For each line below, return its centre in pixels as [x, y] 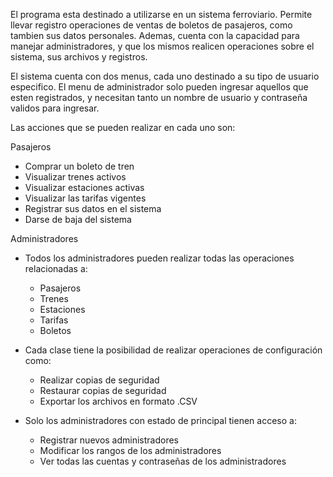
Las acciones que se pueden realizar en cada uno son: [123, 127]
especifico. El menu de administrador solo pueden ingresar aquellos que [159, 87]
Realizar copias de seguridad [99, 380]
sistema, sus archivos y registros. [79, 57]
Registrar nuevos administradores [109, 440]
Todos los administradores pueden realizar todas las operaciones [159, 258]
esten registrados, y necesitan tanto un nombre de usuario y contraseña [159, 97]
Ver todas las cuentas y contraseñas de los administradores [163, 461]
